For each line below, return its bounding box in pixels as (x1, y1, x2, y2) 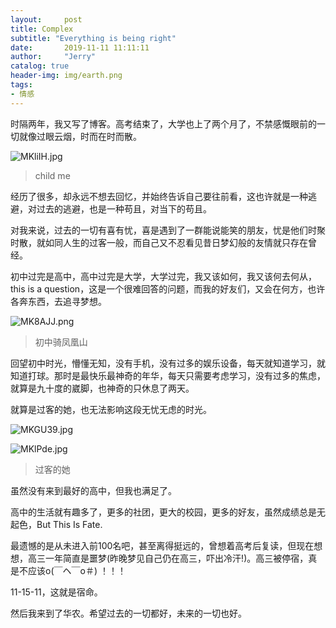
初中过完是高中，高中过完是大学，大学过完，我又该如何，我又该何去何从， (10, 270, 317, 282)
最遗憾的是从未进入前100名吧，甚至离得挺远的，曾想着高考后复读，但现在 (10, 539, 315, 551)
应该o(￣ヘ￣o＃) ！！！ (27, 564, 127, 576)
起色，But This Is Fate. (10, 518, 103, 530)
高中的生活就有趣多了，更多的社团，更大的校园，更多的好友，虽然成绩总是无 (10, 506, 326, 518)
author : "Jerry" (10, 52, 97, 62)
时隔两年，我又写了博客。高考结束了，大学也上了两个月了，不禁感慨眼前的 (10, 117, 317, 130)
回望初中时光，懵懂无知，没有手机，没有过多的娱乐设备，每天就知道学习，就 (10, 357, 326, 369)
